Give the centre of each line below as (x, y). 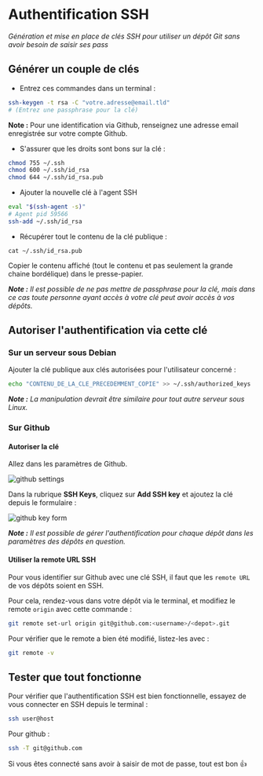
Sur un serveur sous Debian (62, 353)
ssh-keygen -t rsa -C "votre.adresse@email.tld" (89, 102)
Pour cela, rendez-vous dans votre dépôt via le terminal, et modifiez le (122, 600)
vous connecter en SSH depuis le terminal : (78, 705)
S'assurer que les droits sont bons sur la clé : (93, 148)
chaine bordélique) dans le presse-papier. (76, 273)
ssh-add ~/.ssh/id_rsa (45, 221)
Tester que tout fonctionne (75, 677)
